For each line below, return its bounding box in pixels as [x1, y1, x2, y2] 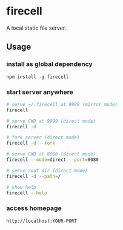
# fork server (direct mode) [6, 134, 80, 140]
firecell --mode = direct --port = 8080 [6, 157, 99, 163]
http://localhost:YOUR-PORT [6, 218, 78, 224]
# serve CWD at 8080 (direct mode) [6, 151, 96, 157]
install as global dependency [6, 60, 93, 68]
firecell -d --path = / [6, 173, 61, 179]
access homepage [6, 204, 62, 212]
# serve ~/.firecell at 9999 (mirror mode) [6, 101, 118, 107]
